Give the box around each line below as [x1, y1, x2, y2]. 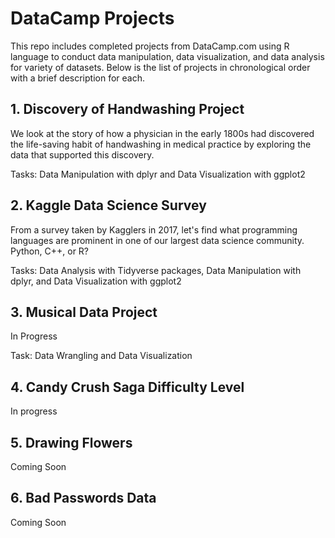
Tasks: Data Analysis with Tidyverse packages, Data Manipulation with [10, 264, 302, 276]
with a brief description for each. [10, 72, 146, 84]
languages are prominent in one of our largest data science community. [10, 234, 305, 246]
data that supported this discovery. [10, 148, 155, 161]
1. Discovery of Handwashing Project [10, 101, 245, 118]
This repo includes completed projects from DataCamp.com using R [10, 40, 290, 52]
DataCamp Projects [10, 7, 175, 30]
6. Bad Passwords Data [10, 490, 157, 507]
